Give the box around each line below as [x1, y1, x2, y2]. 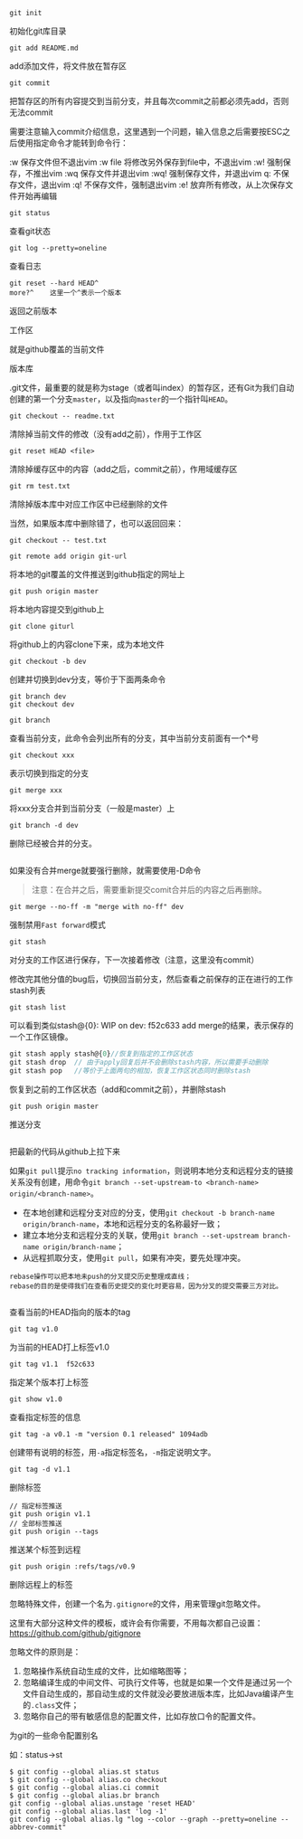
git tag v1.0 [9, 1324, 59, 1333]
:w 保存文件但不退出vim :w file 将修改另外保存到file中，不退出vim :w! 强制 [9, 156, 283, 167]
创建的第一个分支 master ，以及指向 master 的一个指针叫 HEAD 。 [9, 393, 233, 404]
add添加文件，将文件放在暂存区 [9, 61, 128, 71]
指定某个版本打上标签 [9, 1376, 89, 1388]
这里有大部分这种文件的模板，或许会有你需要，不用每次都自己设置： [9, 1617, 263, 1628]
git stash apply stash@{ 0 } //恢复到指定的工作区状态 [9, 1049, 194, 1058]
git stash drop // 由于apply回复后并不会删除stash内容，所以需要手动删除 [9, 1057, 269, 1066]
